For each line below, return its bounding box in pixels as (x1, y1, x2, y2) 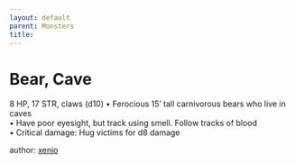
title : (9, 30, 34, 39)
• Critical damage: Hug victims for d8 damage (9, 127, 180, 138)
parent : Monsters (9, 22, 75, 31)
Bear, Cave (9, 68, 92, 89)
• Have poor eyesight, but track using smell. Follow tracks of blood (9, 118, 258, 129)
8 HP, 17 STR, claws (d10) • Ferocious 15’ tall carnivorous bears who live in (9, 98, 287, 109)
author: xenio (9, 145, 59, 156)
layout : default (9, 13, 70, 23)
